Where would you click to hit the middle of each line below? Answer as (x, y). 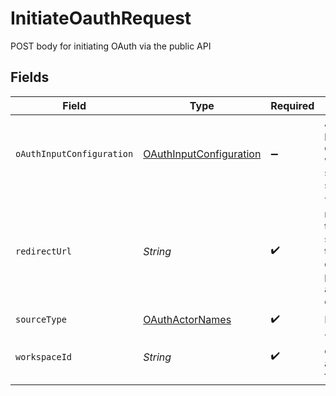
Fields (30, 77)
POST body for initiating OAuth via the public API (111, 46)
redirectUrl (44, 251)
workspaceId (44, 356)
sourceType (41, 320)
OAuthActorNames (187, 320)
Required (292, 105)
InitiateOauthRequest (101, 18)
